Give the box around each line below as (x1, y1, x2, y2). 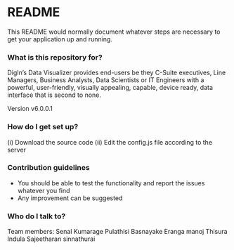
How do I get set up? (7, 122, 79, 132)
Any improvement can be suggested (17, 194, 123, 202)
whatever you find (17, 186, 70, 195)
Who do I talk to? (7, 211, 66, 221)
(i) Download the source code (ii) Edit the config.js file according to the (7, 138, 213, 146)
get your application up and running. (7, 34, 112, 43)
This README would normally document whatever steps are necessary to (7, 27, 221, 36)
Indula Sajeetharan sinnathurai (7, 235, 96, 243)
